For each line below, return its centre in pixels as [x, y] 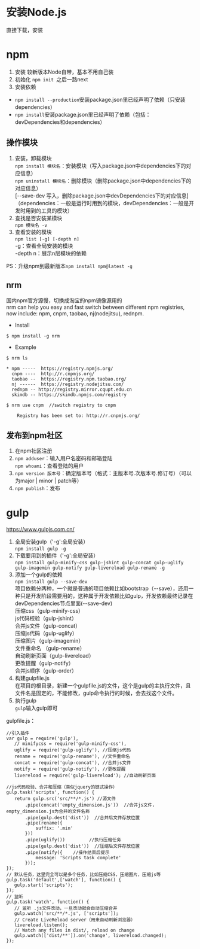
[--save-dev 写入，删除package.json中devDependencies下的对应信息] [102, 196]
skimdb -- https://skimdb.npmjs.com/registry [69, 395]
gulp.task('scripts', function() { [50, 793]
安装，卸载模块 [33, 158]
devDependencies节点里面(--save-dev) [64, 603]
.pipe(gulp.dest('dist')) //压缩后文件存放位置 [82, 846]
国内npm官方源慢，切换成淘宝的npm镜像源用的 [64, 300]
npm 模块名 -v [31, 225]
